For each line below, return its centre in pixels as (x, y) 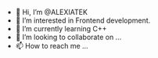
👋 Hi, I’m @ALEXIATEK (52, 12)
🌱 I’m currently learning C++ (61, 29)
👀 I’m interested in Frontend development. (83, 20)
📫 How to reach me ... (52, 46)
